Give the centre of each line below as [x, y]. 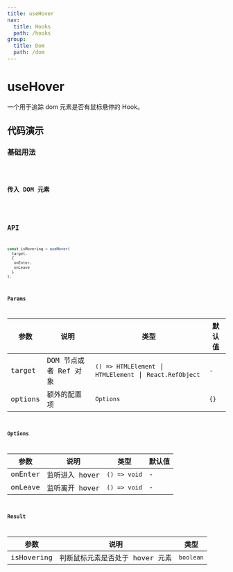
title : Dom [29, 46]
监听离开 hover [74, 488]
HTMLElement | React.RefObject [147, 375]
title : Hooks [32, 26]
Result [17, 517]
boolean [191, 557]
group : [17, 40]
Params [17, 298]
